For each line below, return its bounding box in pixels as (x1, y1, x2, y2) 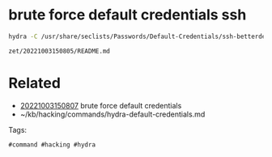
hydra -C (8, 32, 38, 40)
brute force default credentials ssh (8, 6, 247, 24)
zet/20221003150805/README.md (8, 47, 111, 55)
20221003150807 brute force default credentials (19, 100, 182, 110)
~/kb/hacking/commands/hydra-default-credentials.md (19, 109, 206, 119)
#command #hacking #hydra (8, 140, 96, 149)
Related (8, 74, 61, 92)
